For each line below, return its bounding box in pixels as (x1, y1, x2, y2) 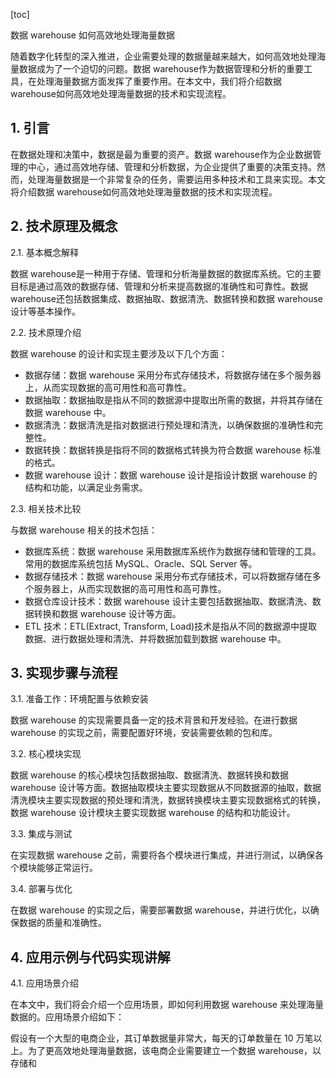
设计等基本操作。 (10, 305, 81, 317)
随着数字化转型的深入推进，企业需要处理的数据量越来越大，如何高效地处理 (10, 50, 317, 62)
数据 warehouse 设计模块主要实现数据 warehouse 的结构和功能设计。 (10, 807, 296, 819)
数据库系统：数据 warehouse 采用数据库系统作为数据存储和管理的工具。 (24, 545, 322, 557)
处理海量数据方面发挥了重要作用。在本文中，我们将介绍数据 (36, 75, 282, 87)
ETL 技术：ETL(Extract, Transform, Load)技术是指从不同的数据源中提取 (24, 620, 318, 632)
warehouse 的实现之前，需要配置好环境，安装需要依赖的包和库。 (10, 727, 278, 739)
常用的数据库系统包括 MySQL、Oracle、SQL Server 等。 (24, 557, 258, 569)
